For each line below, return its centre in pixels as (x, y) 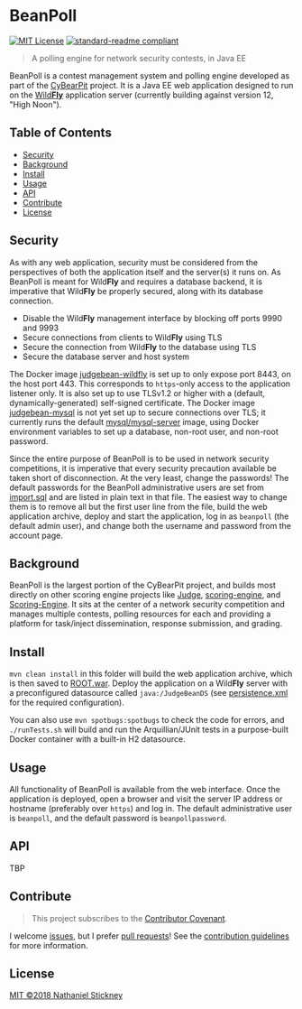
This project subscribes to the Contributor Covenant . (129, 918)
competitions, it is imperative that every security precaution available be (143, 468)
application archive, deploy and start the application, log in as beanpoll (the (149, 516)
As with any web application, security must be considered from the (134, 262)
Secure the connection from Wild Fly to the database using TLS (139, 347)
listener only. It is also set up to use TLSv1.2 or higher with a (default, (137, 393)
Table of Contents (61, 133)
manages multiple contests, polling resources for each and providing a (140, 614)
